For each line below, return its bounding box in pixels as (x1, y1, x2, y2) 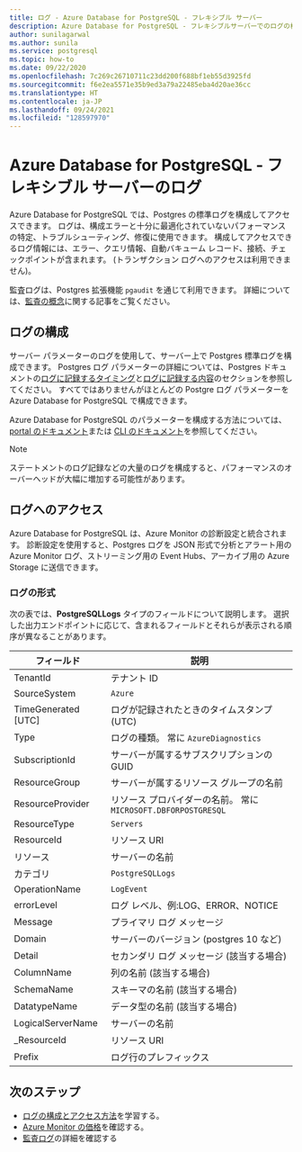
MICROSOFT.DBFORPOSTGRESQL (111, 805, 226, 815)
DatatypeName (13, 1000, 78, 1012)
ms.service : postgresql (9, 47, 99, 56)
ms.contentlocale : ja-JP (9, 96, 102, 106)
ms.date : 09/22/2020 (9, 64, 87, 73)
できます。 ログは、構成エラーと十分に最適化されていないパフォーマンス (16, 220, 286, 231)
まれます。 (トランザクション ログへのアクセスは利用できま (71, 254, 291, 265)
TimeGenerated (13, 703, 80, 715)
